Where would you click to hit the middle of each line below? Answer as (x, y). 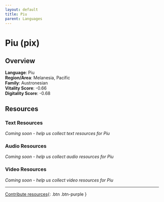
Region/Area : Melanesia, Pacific (38, 78)
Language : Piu (20, 73)
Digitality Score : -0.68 (28, 93)
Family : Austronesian (26, 83)
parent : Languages (24, 19)
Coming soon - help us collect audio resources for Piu (59, 157)
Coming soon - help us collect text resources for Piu (57, 134)
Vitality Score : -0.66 (26, 88)
